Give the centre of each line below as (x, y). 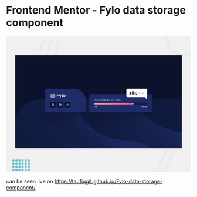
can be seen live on (30, 181)
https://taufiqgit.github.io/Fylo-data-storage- (108, 181)
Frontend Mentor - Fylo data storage (96, 10)
